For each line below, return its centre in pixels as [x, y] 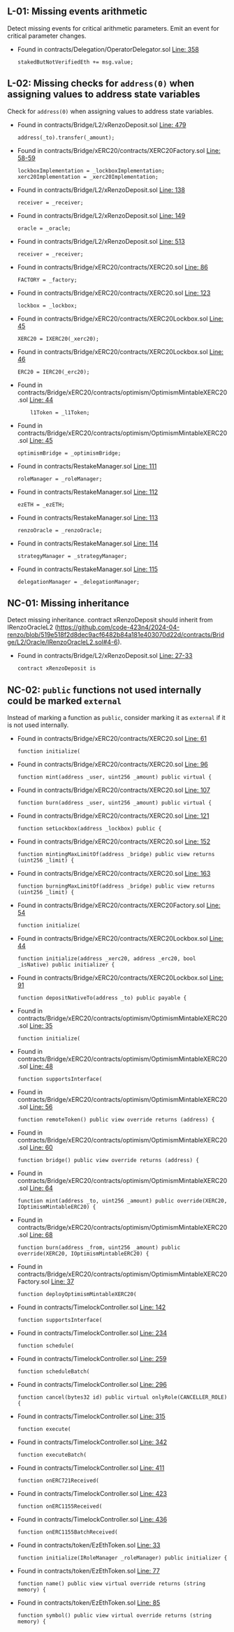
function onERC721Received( [58, 1481]
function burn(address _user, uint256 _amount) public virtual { [114, 803]
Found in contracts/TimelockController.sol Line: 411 [91, 1468]
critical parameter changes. [47, 36]
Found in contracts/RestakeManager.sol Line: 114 [88, 543]
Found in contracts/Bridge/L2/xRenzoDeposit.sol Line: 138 [101, 190]
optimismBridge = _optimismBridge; [69, 453]
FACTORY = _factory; [47, 280]
